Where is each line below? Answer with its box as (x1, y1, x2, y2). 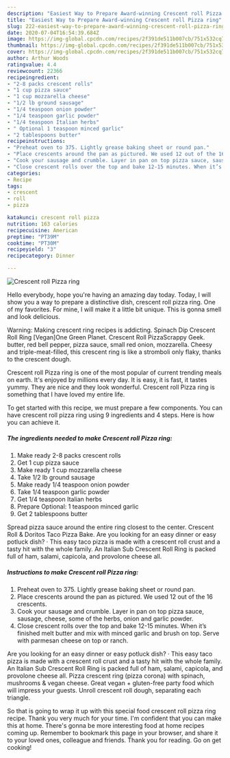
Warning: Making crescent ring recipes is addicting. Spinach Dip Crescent (7, 326, 216, 334)
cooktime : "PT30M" (7, 240, 60, 247)
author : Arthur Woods (7, 55, 69, 62)
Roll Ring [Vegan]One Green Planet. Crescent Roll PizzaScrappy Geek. (7, 333, 205, 341)
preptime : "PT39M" (7, 233, 60, 241)
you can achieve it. (7, 419, 60, 426)
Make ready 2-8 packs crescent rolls (16, 451, 121, 459)
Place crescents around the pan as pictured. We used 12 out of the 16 (16, 592, 214, 601)
